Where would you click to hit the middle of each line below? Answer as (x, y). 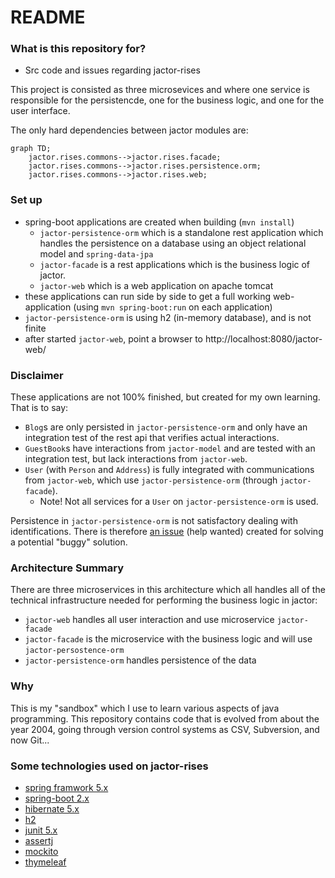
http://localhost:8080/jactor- (263, 338)
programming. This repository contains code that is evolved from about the (165, 718)
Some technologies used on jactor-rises (109, 766)
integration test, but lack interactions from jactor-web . (136, 459)
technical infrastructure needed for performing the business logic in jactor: (164, 600)
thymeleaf (45, 862)
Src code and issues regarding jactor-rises (112, 70)
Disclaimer (37, 375)
